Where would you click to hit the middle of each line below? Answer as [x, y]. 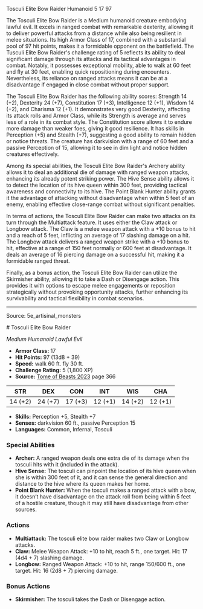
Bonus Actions [28, 586]
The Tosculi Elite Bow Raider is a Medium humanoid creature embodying [97, 20]
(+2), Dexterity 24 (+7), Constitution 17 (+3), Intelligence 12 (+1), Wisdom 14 [100, 103]
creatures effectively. [33, 154]
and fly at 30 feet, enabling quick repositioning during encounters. [89, 72]
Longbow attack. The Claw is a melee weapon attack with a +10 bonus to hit [101, 229]
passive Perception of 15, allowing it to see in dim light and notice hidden [97, 148]
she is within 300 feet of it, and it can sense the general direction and [101, 477]
